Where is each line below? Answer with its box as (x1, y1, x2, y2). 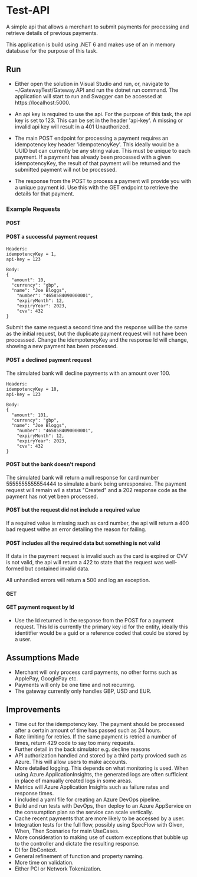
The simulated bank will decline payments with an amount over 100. (6, 370, 171, 377)
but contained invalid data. (25, 565, 90, 572)
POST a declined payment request (6, 356, 92, 364)
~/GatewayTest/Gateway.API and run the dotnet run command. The (14, 86, 179, 94)
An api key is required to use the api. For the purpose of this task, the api (14, 110, 192, 117)
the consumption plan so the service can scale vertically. (14, 808, 153, 815)
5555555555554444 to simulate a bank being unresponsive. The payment (6, 480, 187, 487)
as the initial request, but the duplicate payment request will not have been (6, 330, 188, 338)
